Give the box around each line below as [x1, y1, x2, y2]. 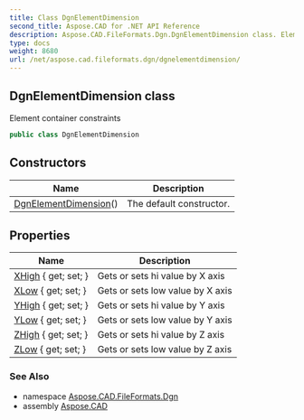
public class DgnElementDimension [9, 130, 140, 139]
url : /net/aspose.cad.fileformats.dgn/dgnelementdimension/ [9, 55, 242, 64]
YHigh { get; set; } [14, 299, 89, 312]
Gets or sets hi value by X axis [97, 270, 225, 283]
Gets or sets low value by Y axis [97, 313, 233, 326]
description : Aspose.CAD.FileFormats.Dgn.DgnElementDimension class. [9, 30, 278, 39]
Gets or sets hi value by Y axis [97, 299, 225, 312]
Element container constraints [9, 112, 121, 123]
